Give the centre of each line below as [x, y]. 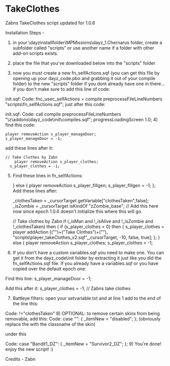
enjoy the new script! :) [29, 349]
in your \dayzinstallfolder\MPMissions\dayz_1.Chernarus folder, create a [87, 42]
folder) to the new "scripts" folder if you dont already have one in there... [89, 84]
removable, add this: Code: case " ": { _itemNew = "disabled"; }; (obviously [83, 319]
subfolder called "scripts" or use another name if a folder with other [83, 48]
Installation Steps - [25, 32]
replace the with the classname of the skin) [50, 324]
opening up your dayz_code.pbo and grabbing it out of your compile [84, 78]
